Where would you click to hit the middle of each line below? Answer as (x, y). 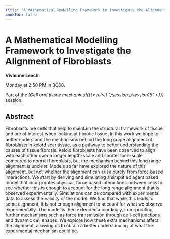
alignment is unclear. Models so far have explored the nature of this (75, 166)
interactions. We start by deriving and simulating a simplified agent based (82, 177)
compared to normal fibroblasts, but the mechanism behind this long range (83, 161)
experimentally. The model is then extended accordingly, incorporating (79, 210)
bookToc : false (21, 15)
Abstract (19, 116)
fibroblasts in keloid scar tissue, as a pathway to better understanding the (82, 145)
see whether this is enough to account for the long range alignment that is (82, 188)
